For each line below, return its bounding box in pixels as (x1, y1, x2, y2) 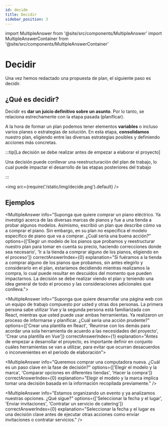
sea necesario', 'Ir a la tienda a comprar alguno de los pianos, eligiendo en (5, 249, 159, 255)
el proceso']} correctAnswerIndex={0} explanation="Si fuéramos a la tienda (5, 254, 162, 260)
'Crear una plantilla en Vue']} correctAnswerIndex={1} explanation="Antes (5, 333, 158, 339)
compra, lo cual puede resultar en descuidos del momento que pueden (5, 270, 152, 276)
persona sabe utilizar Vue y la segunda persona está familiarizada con (5, 307, 150, 313)
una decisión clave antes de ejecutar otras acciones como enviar (5, 411, 139, 417)
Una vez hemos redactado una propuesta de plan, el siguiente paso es (5, 75, 151, 81)
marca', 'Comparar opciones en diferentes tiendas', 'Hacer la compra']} (5, 369, 153, 375)
